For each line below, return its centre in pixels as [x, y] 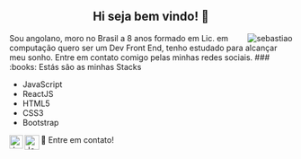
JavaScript [42, 84]
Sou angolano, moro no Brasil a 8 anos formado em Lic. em [119, 38]
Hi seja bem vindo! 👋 [151, 17]
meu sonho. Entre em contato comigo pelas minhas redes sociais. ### [140, 57]
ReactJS [38, 93]
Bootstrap [40, 122]
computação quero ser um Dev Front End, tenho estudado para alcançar [143, 48]
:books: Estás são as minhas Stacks [75, 66]
